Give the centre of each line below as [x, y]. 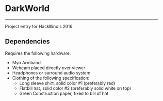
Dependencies [27, 42]
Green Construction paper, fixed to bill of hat [64, 93]
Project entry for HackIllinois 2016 [39, 26]
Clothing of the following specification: [51, 78]
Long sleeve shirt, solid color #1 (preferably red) [67, 83]
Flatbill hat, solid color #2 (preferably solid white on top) [75, 88]
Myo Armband [26, 62]
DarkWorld [27, 8]
